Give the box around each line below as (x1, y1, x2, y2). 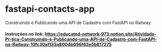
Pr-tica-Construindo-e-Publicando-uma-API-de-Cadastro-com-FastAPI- (5, 36, 158, 42)
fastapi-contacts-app (5, 3, 95, 15)
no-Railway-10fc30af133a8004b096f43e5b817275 (5, 41, 112, 47)
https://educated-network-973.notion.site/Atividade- (45, 31, 157, 37)
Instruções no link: (5, 31, 44, 37)
